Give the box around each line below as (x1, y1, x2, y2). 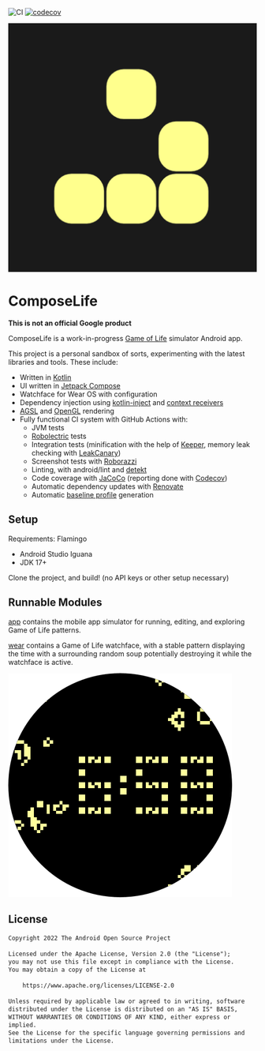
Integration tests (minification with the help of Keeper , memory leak (31, 439, 251, 449)
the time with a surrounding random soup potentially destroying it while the (8, 648, 252, 659)
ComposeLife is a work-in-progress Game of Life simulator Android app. (8, 333, 243, 343)
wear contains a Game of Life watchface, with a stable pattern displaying (8, 640, 245, 650)
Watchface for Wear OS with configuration (19, 389, 158, 399)
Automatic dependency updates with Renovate (31, 482, 184, 491)
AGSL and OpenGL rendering (19, 406, 114, 415)
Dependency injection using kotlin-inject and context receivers (19, 397, 224, 407)
